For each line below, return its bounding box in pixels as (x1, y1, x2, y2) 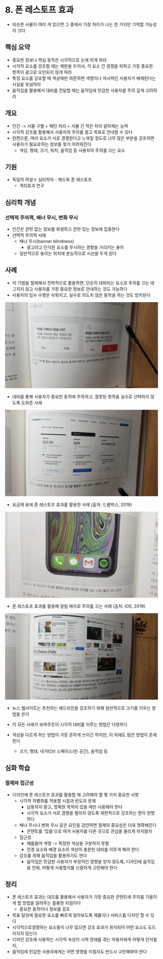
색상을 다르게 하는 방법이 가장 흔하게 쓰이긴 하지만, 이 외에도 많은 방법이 (12, 732, 148, 738)
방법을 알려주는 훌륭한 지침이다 (22, 900, 81, 906)
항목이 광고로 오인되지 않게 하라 (12, 69, 72, 75)
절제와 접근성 (5, 779, 34, 786)
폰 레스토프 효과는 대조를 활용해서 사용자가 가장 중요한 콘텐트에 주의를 (12, 894, 145, 900)
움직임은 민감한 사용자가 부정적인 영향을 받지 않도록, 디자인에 (26, 858, 142, 864)
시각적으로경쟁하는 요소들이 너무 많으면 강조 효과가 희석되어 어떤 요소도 (12, 924, 147, 930)
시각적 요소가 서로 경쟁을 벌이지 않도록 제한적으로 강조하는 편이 (26, 810, 146, 815)
